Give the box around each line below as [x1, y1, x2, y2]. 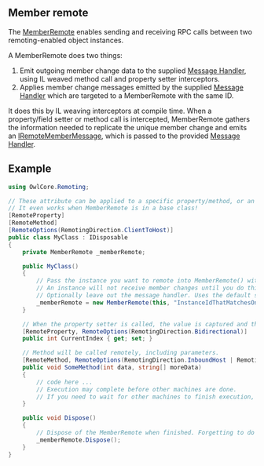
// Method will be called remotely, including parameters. [22, 349, 220, 357]
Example [8, 162, 52, 176]
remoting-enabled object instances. [8, 35, 124, 45]
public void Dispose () [22, 414, 97, 422]
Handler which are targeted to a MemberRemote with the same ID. [19, 90, 234, 100]
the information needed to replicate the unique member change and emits [8, 122, 247, 132]
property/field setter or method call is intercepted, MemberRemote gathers [8, 114, 250, 124]
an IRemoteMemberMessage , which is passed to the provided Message [8, 131, 240, 140]
